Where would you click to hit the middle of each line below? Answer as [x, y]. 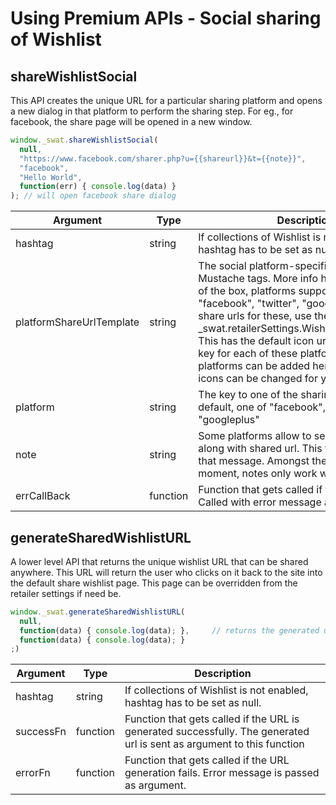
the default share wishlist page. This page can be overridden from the [154, 583]
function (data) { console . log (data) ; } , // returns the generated [169, 630]
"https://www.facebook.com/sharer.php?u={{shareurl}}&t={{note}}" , [163, 158]
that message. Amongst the [263, 461]
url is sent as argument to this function [214, 744]
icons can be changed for [258, 379]
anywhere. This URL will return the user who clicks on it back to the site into [166, 572]
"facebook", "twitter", [249, 304]
